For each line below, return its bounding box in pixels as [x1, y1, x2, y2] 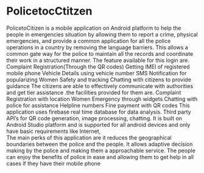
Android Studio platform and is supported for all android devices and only [6, 121, 191, 128]
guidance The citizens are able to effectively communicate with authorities [6, 82, 194, 89]
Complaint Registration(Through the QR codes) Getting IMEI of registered [6, 63, 190, 70]
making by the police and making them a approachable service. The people [6, 147, 196, 154]
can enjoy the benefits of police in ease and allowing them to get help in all [6, 153, 194, 160]
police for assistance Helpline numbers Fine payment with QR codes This [6, 101, 190, 109]
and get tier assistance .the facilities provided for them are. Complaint [6, 89, 181, 96]
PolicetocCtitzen [6, 4, 93, 18]
